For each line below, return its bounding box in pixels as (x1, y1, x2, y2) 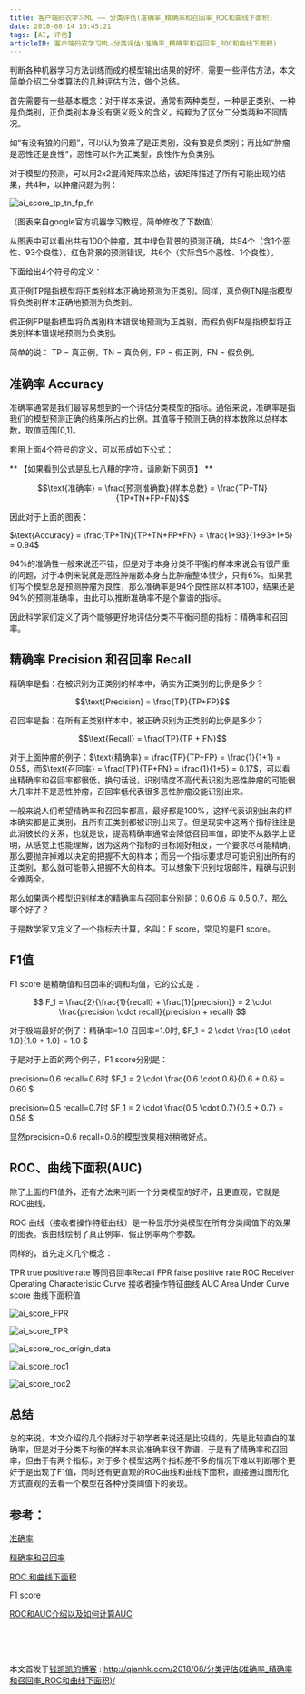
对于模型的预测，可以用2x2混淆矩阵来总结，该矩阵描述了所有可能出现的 (9, 168, 279, 179)
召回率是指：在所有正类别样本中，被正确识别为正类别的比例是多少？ (9, 714, 264, 725)
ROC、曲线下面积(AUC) (9, 1161, 143, 1176)
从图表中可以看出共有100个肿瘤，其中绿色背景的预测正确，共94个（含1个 (9, 235, 283, 246)
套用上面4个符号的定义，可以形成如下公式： (9, 444, 174, 455)
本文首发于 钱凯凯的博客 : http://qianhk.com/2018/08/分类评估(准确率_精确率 (9, 1663, 293, 1674)
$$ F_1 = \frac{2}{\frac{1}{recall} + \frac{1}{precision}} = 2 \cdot (33, 996, 272, 1007)
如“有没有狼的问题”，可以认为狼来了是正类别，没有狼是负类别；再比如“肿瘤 (9, 137, 290, 148)
